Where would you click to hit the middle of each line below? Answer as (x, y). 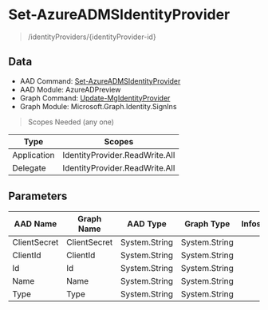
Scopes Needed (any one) (71, 122)
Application (33, 155)
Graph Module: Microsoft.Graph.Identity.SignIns (98, 106)
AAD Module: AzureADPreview (70, 89)
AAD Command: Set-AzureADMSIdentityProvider (100, 80)
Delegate (29, 167)
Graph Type (207, 223)
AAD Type (147, 223)
